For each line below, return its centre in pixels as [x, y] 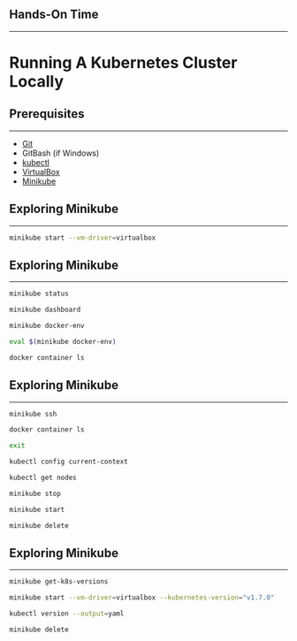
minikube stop [35, 493]
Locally [37, 81]
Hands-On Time [54, 15]
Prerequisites [47, 114]
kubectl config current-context [69, 462]
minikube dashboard [45, 310]
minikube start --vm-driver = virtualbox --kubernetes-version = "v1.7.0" [142, 598]
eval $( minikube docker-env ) [63, 341]
